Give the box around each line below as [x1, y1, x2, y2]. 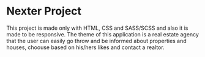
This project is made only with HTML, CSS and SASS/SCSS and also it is [6, 24, 188, 32]
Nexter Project [6, 4, 81, 18]
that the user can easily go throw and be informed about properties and [6, 37, 187, 44]
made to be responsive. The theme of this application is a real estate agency [6, 30, 199, 38]
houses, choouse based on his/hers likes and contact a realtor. [6, 44, 165, 51]
